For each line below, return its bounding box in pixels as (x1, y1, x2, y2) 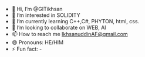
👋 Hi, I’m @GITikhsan (11, 6, 63, 12)
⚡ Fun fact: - (11, 45, 42, 52)
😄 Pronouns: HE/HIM (11, 39, 63, 46)
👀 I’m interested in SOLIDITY (11, 12, 80, 19)
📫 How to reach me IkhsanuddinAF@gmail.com (11, 31, 128, 37)
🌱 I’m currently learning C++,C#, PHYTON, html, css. (11, 18, 140, 24)
